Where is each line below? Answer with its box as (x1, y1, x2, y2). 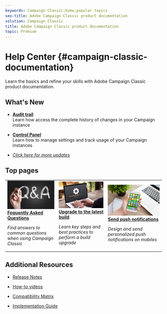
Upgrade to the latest (59, 209, 104, 215)
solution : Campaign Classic (5, 18, 64, 23)
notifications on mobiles (107, 236, 158, 242)
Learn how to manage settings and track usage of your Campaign (12, 137, 147, 143)
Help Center (5, 51, 56, 62)
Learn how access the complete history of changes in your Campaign (12, 116, 155, 122)
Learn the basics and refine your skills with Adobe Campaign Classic (5, 78, 146, 84)
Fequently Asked (7, 210, 44, 216)
